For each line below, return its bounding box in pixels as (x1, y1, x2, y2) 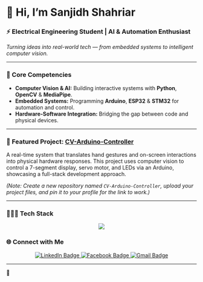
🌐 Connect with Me (6, 238, 65, 246)
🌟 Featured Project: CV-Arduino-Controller (6, 137, 134, 146)
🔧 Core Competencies (6, 71, 72, 79)
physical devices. (14, 116, 59, 123)
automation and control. (14, 103, 75, 111)
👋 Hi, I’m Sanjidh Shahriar (6, 5, 136, 19)
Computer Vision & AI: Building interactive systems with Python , (14, 84, 177, 91)
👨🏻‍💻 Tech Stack (6, 209, 54, 217)
